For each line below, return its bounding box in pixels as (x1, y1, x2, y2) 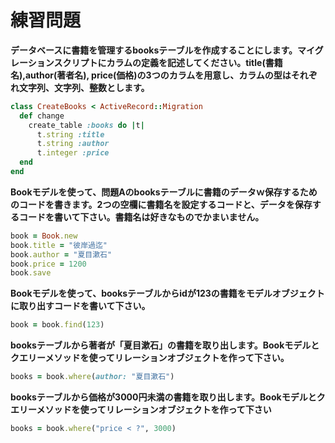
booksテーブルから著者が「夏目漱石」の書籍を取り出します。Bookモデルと (10, 339, 320, 351)
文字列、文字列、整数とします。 (18, 81, 150, 93)
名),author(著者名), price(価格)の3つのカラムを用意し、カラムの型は (10, 69, 292, 81)
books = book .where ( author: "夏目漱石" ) (10, 372, 175, 382)
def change (19, 111, 65, 121)
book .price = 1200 (10, 259, 87, 269)
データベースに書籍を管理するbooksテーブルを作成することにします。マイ (10, 44, 315, 56)
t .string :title (36, 129, 105, 140)
